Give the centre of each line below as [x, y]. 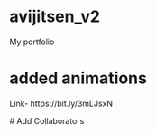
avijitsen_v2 [55, 17]
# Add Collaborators [47, 120]
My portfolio [32, 42]
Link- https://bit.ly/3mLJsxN [61, 103]
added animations [78, 78]
